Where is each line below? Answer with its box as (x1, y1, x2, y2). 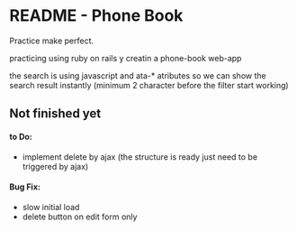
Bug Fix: (9, 181, 40, 192)
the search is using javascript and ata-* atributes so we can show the (9, 69, 267, 81)
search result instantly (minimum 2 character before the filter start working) (9, 79, 290, 90)
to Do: (9, 131, 33, 142)
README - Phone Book (9, 5, 184, 26)
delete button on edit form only (22, 211, 138, 222)
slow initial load (22, 201, 80, 212)
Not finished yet (9, 106, 102, 122)
